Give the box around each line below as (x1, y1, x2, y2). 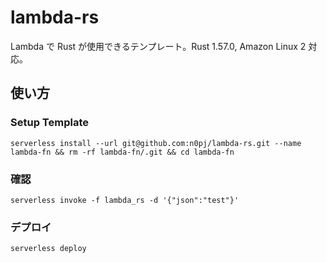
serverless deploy (10, 244, 87, 254)
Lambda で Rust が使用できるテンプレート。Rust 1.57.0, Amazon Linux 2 (10, 40, 307, 52)
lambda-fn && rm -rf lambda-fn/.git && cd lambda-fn (10, 147, 235, 157)
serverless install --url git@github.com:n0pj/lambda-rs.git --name (10, 138, 302, 148)
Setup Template (10, 116, 89, 130)
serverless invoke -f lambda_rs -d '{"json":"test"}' (10, 195, 240, 205)
